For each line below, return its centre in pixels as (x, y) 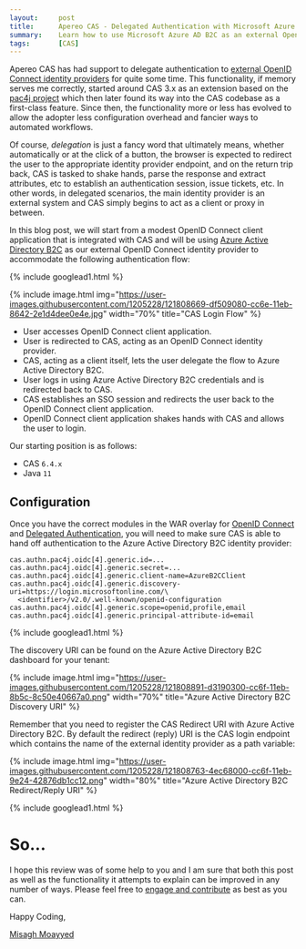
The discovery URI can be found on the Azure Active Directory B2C (136, 650)
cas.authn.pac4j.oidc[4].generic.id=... (87, 560)
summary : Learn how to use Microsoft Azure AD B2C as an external (144, 35)
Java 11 (37, 474)
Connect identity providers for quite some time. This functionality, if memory (153, 79)
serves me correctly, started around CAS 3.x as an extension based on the (149, 88)
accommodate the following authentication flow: (100, 260)
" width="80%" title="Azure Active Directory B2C (196, 781)
